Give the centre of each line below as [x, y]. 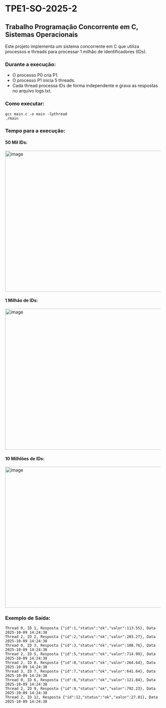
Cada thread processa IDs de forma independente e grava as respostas [85, 86]
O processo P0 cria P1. [35, 75]
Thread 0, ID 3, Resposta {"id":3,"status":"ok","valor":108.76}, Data [80, 646]
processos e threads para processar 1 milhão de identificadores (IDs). [76, 52]
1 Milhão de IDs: [21, 300]
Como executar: [25, 104]
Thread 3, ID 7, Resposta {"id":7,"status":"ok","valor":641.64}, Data [80, 671]
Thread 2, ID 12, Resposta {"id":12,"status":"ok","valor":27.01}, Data [82, 697]
